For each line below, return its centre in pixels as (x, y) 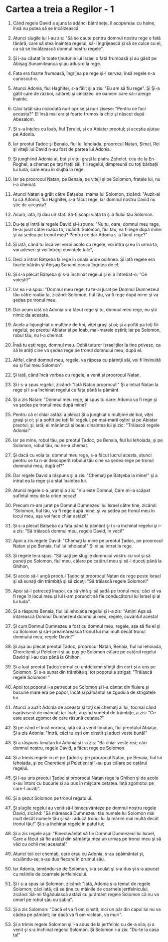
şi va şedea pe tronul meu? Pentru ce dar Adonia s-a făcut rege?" (80, 235)
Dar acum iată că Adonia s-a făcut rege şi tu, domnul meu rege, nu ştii (85, 309)
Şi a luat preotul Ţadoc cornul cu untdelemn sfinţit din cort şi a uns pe (84, 667)
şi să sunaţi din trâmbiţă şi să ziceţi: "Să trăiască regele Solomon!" (81, 581)
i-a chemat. (25, 184)
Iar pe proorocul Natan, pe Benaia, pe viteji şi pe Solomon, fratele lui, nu (86, 179)
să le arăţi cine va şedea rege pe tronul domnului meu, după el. (78, 350)
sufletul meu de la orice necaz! (45, 495)
